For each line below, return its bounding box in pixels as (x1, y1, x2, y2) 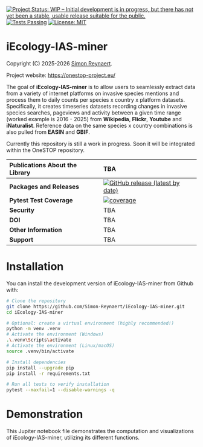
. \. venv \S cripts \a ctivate (6, 337, 71, 343)
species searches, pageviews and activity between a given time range (6, 109, 181, 116)
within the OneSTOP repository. (6, 146, 85, 154)
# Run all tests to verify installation (6, 382, 110, 388)
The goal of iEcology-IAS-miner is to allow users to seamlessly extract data (6, 83, 196, 90)
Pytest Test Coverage (9, 196, 74, 204)
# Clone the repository (6, 297, 66, 304)
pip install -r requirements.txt (6, 370, 91, 377)
